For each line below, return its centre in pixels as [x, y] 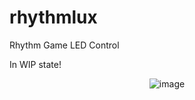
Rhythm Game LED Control [64, 45]
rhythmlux [53, 17]
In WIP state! [35, 64]
